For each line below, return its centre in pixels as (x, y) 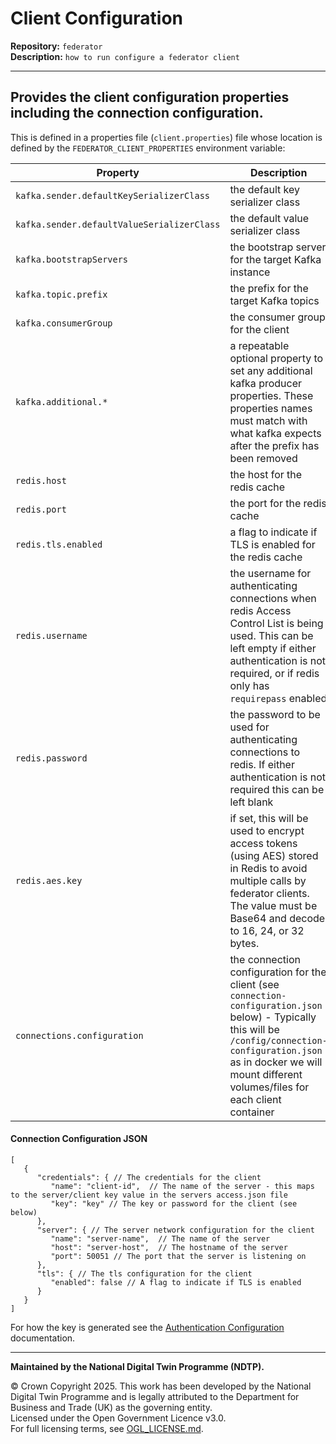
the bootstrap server (278, 247)
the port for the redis (278, 503)
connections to (265, 752)
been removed (263, 458)
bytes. (244, 943)
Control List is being (276, 623)
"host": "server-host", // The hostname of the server (169, 1247)
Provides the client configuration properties (150, 97)
